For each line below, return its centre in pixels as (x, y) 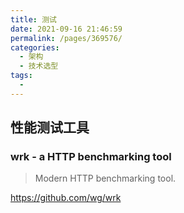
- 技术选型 (39, 66)
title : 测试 (33, 19)
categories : (35, 47)
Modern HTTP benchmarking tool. (105, 178)
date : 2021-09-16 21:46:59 (66, 29)
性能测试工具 (50, 127)
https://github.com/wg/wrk (66, 198)
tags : (21, 76)
